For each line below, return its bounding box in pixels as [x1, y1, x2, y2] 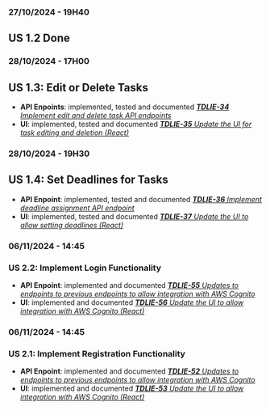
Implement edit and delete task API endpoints [19, 111, 172, 120]
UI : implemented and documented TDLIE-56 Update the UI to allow [19, 298, 244, 307]
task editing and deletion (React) [19, 128, 130, 137]
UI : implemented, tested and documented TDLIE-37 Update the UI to [19, 211, 249, 221]
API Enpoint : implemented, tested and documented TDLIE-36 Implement [19, 194, 262, 204]
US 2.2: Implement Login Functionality [8, 262, 162, 273]
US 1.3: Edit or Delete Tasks [8, 80, 149, 95]
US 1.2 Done [8, 32, 70, 45]
